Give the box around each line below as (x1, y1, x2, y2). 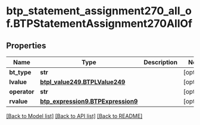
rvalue (9, 97, 28, 105)
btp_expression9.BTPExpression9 (40, 97, 138, 105)
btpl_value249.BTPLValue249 (40, 78, 126, 86)
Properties (6, 40, 46, 51)
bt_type (9, 68, 32, 76)
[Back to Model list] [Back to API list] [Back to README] (6, 112, 143, 120)
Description (143, 58, 177, 66)
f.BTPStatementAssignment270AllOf (6, 17, 192, 30)
